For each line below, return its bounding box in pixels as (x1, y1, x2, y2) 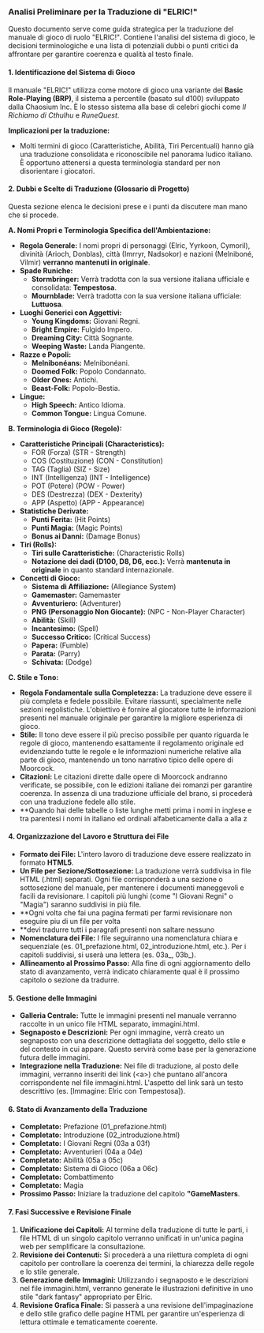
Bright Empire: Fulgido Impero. (31, 325, 132, 334)
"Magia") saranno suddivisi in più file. (19, 899, 142, 909)
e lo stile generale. (19, 1267, 80, 1276)
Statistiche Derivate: (19, 506, 89, 516)
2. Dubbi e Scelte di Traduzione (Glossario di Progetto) (8, 184, 190, 193)
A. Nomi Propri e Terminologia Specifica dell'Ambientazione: (8, 225, 211, 235)
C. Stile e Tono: (8, 672, 59, 682)
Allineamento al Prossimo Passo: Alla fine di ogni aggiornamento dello (19, 958, 251, 967)
